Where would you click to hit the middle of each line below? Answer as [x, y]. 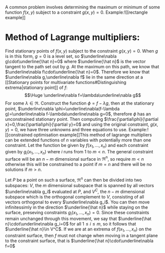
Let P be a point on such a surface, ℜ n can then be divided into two [73, 180]
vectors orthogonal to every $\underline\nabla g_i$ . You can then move [78, 202]
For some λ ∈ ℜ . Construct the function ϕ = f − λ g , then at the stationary [80, 103]
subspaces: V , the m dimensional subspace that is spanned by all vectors [80, 185]
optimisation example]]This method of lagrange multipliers [93, 135]
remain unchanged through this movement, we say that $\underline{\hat [78, 219]
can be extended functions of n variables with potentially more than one [78, 140]
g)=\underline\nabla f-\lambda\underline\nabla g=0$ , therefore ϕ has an [78, 114]
